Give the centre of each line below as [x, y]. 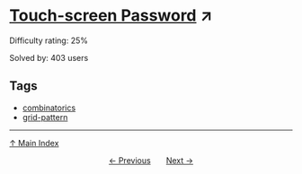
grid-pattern [45, 117]
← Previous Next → [151, 160]
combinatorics [49, 108]
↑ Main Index [34, 143]
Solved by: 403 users [49, 57]
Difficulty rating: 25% [49, 40]
